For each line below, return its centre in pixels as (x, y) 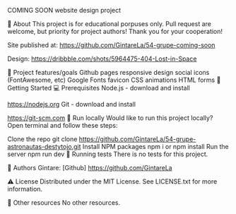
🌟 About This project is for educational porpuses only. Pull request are (110, 24)
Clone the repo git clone (42, 139)
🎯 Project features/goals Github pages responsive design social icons (108, 72)
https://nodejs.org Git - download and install (72, 104)
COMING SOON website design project (64, 10)
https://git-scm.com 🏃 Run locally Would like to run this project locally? (110, 118)
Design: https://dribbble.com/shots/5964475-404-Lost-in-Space (102, 59)
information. (25, 189)
